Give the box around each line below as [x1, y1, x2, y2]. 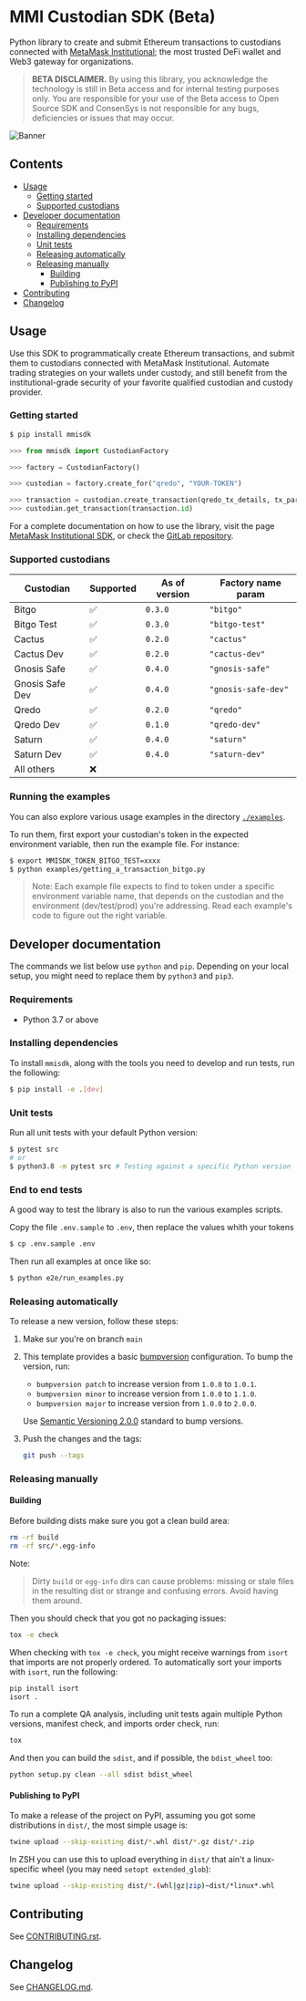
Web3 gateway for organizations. [9, 56, 134, 67]
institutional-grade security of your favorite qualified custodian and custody [9, 377, 293, 388]
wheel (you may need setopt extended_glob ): [41, 1863, 211, 1875]
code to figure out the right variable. [31, 910, 168, 921]
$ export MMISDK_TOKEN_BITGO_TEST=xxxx [9, 855, 161, 866]
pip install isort [9, 1684, 79, 1693]
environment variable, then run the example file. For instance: [9, 838, 240, 849]
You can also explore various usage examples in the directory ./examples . [9, 811, 286, 822]
